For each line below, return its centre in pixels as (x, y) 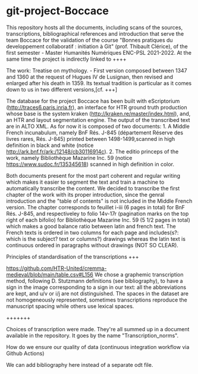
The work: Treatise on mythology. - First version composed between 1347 (97, 70)
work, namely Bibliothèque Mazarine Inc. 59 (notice (69, 158)
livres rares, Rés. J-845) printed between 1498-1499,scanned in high (91, 139)
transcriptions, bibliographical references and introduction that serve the (95, 33)
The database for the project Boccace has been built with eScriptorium (93, 101)
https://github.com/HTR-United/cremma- (56, 268)
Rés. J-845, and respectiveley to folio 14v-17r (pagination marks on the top (98, 213)
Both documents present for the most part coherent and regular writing (93, 175)
